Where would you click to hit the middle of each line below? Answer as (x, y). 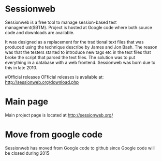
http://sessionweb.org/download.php (42, 82)
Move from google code (54, 135)
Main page (27, 102)
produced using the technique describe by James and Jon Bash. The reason (81, 47)
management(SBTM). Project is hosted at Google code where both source (79, 27)
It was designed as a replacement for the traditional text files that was (74, 42)
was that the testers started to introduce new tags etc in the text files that (78, 52)
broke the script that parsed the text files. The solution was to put (70, 57)
